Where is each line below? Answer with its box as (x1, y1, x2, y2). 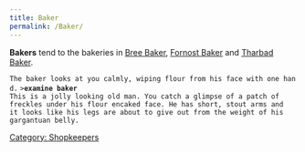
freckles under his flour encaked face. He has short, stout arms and (9, 99, 284, 109)
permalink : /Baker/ (9, 22, 84, 31)
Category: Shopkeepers (9, 131, 100, 142)
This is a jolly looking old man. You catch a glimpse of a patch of (9, 92, 280, 101)
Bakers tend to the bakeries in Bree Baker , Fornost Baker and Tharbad (9, 46, 274, 57)
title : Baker (9, 13, 59, 23)
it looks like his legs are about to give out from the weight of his (9, 107, 284, 117)
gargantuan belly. (9, 116, 79, 125)
